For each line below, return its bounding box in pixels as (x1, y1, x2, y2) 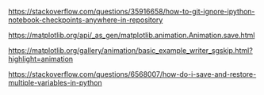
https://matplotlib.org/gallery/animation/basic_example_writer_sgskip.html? (8, 46, 254, 55)
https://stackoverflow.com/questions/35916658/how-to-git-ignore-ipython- (8, 7, 255, 16)
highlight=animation (8, 55, 74, 63)
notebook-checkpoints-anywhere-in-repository (8, 15, 163, 25)
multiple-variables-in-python (8, 78, 102, 87)
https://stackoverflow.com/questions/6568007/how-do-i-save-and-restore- (8, 70, 257, 78)
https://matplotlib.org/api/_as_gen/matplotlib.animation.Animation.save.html (8, 31, 255, 40)
